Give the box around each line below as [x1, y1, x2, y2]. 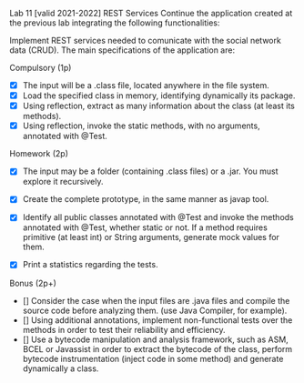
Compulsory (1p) [9, 63, 72, 73]
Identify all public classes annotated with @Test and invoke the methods [22, 212, 294, 223]
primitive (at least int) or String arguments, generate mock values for [22, 232, 280, 243]
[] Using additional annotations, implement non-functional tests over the [22, 314, 293, 326]
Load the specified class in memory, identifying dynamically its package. [22, 90, 296, 101]
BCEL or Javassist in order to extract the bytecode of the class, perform [22, 343, 293, 354]
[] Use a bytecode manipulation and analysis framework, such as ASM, [22, 334, 289, 345]
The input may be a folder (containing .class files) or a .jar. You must [22, 166, 279, 176]
